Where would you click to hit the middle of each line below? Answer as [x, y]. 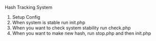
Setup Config [26, 17]
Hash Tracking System [29, 7]
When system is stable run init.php [49, 23]
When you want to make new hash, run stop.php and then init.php [82, 33]
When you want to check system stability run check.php [71, 28]
